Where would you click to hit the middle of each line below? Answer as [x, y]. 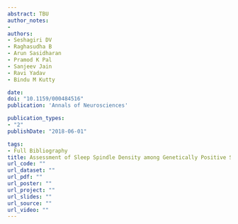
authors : [20, 34]
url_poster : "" [30, 184]
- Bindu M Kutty [31, 79]
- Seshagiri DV [30, 40]
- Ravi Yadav [27, 73]
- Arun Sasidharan [34, 54]
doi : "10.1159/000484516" [45, 99]
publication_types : [36, 118]
